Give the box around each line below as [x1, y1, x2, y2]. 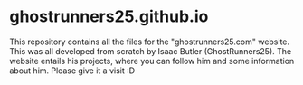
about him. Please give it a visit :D [9, 65, 136, 76]
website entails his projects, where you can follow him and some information [9, 55, 295, 66]
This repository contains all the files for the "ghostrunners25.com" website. [9, 36, 290, 47]
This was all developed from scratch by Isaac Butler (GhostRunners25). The [9, 45, 292, 56]
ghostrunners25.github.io [9, 6, 209, 27]
